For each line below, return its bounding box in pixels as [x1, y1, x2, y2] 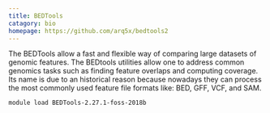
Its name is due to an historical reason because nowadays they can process [8, 74, 262, 85]
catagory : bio [8, 19, 57, 27]
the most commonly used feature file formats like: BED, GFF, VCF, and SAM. [8, 83, 262, 93]
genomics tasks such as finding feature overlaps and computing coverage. [8, 66, 259, 76]
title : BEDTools [8, 11, 63, 20]
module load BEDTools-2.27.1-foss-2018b [8, 98, 148, 107]
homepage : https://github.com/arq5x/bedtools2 [8, 27, 169, 35]
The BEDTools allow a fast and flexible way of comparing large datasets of [8, 49, 257, 59]
